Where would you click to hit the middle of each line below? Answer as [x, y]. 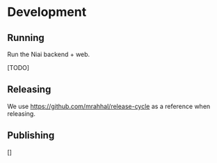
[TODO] [18, 68]
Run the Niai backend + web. [49, 54]
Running [26, 38]
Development [47, 12]
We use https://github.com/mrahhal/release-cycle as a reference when [109, 106]
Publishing [31, 136]
